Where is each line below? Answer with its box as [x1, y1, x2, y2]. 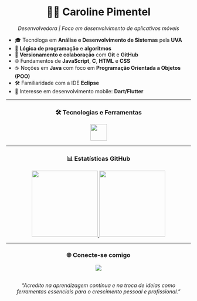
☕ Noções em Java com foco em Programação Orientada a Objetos [14, 64, 181, 71]
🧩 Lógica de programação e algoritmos [14, 45, 111, 52]
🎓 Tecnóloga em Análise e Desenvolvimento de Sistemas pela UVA [14, 36, 182, 43]
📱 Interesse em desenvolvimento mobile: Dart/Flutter [14, 87, 144, 94]
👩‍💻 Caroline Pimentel [46, 5, 151, 19]
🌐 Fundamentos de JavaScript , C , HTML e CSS [14, 57, 131, 64]
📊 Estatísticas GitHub [66, 155, 131, 163]
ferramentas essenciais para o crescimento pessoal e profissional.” [16, 288, 181, 295]
